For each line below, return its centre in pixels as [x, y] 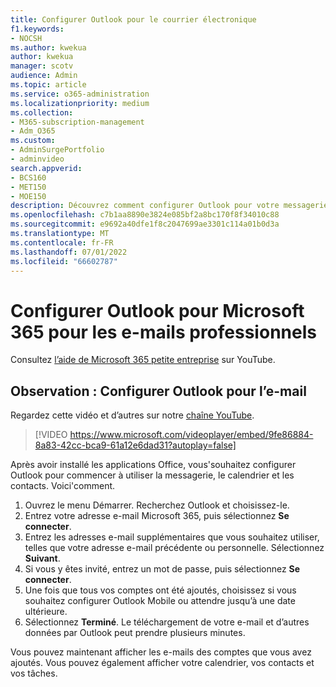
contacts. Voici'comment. [63, 486]
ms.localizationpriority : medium [80, 103]
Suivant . [42, 558]
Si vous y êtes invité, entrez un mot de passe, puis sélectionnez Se [162, 569]
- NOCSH [26, 38]
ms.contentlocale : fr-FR [62, 242]
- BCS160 [28, 177]
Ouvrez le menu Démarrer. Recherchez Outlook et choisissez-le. [157, 505]
